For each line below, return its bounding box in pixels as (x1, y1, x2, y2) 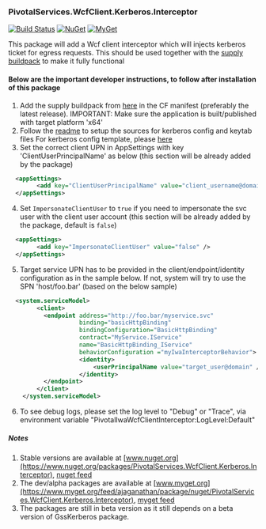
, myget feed (133, 495, 175, 504)
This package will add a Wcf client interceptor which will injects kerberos (8, 40, 246, 49)
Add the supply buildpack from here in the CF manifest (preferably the (19, 100, 249, 110)
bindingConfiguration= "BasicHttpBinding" (78, 327, 218, 334)
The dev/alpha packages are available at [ (19, 478, 157, 488)
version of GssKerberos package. (19, 512, 129, 521)
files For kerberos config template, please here (19, 134, 173, 144)
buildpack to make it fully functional (8, 56, 125, 66)
